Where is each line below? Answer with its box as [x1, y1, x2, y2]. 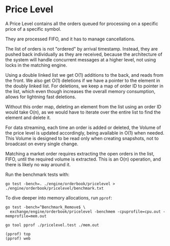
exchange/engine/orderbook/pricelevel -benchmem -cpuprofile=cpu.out [10, 209, 161, 214]
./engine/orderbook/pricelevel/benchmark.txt [5, 186, 104, 191]
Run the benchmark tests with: [5, 171, 70, 177]
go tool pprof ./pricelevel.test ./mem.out [5, 222, 100, 228]
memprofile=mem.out [5, 213, 47, 218]
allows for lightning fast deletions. [5, 94, 77, 100]
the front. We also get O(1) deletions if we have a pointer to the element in [5, 77, 160, 83]
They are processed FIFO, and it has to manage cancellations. [5, 36, 135, 42]
